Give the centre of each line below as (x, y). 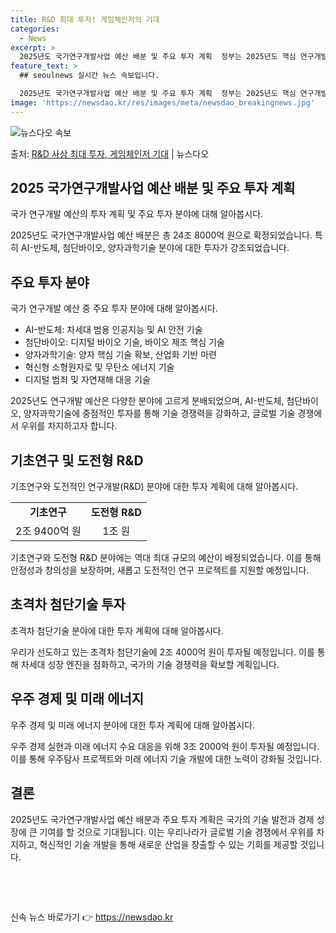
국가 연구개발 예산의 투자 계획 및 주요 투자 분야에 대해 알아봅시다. (137, 214)
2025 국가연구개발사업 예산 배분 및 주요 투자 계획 (153, 188)
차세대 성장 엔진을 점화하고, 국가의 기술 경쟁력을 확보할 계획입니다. (150, 664)
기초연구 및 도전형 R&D (77, 460)
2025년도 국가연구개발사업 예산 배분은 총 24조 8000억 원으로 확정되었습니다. (161, 235)
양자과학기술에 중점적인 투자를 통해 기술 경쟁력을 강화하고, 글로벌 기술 (159, 413)
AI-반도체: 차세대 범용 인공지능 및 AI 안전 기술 (113, 330)
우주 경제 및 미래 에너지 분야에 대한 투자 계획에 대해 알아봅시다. (133, 725)
